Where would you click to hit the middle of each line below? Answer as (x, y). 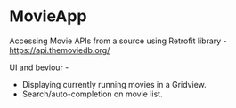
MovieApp (48, 16)
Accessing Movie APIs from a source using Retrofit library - (118, 41)
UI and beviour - (39, 67)
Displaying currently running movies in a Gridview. (114, 84)
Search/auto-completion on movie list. (92, 94)
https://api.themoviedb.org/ (60, 50)
